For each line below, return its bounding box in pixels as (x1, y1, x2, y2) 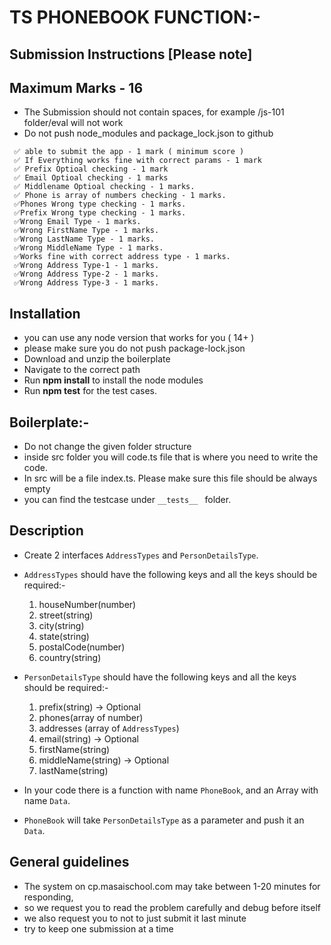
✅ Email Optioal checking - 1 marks (13, 173, 169, 183)
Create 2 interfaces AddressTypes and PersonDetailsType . (23, 549, 259, 561)
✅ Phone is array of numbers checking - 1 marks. (13, 191, 227, 201)
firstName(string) (38, 743, 111, 755)
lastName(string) (38, 764, 109, 776)
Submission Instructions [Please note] (9, 46, 253, 63)
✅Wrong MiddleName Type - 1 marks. (13, 243, 164, 253)
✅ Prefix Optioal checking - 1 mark (13, 164, 169, 175)
